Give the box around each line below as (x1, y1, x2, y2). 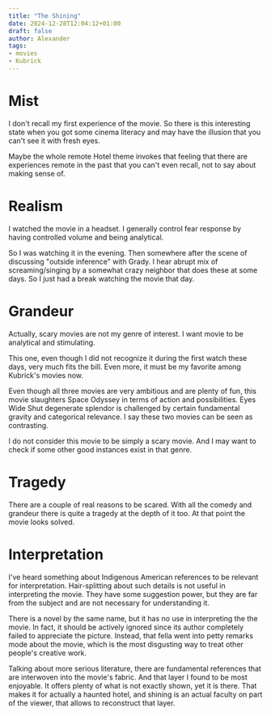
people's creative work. (8, 648, 87, 658)
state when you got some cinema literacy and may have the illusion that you (8, 127, 261, 137)
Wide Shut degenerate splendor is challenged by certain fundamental (8, 403, 240, 413)
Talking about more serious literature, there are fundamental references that (8, 663, 261, 673)
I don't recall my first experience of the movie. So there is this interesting (8, 118, 251, 128)
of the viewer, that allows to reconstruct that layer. (8, 697, 176, 708)
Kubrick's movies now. (8, 370, 83, 380)
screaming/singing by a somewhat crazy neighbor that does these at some (8, 265, 258, 275)
